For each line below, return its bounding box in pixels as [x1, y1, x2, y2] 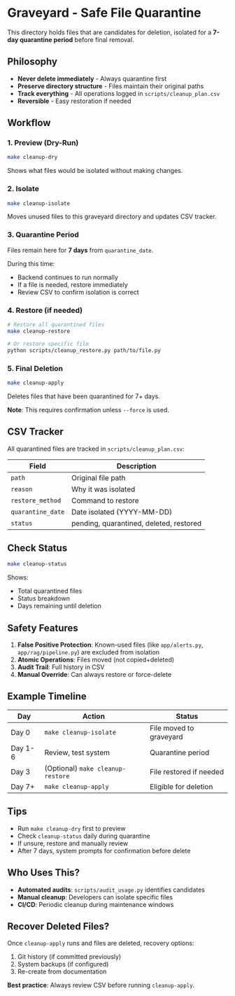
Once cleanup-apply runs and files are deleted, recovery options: [7, 939, 194, 948]
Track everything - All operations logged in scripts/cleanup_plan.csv [17, 89, 220, 97]
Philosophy [7, 56, 58, 68]
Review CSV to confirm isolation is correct [17, 288, 139, 296]
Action [82, 711, 105, 721]
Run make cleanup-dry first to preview [17, 824, 126, 832]
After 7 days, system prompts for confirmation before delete [17, 846, 191, 855]
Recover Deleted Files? [7, 920, 110, 932]
